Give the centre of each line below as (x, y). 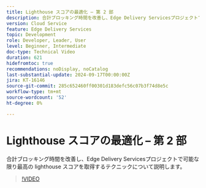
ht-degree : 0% (25, 103)
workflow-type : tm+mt (34, 92)
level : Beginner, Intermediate (46, 47)
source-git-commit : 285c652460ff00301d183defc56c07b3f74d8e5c (87, 86)
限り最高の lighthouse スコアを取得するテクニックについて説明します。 (96, 167)
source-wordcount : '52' (37, 97)
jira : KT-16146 (26, 80)
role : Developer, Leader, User (46, 40)
